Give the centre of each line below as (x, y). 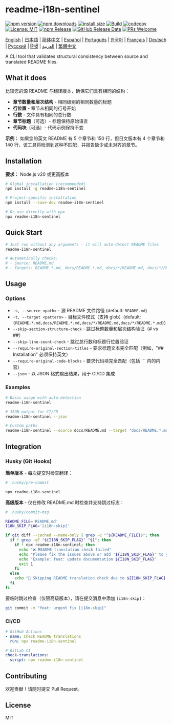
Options (15, 298)
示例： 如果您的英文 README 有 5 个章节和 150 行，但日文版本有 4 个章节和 (85, 138)
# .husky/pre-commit (27, 482)
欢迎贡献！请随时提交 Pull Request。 (44, 689)
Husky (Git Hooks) (29, 461)
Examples (18, 387)
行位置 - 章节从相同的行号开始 (44, 108)
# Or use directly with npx (35, 212)
